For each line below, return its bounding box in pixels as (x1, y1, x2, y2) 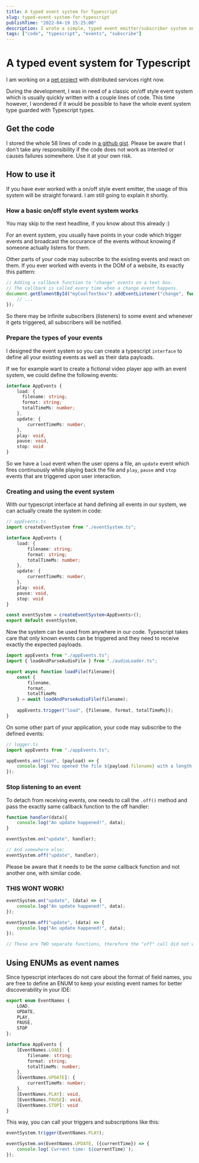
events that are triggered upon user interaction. (6, 473, 121, 480)
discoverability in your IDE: (6, 986, 72, 993)
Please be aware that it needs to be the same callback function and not (6, 863, 180, 870)
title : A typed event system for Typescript (6, 8, 118, 15)
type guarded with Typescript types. (6, 106, 95, 114)
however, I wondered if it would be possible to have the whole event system (6, 100, 191, 108)
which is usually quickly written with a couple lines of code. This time (6, 94, 175, 101)
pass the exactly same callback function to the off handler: (6, 803, 150, 810)
